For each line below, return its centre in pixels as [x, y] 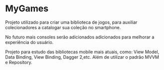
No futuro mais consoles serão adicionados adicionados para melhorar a [80, 37]
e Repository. [19, 62]
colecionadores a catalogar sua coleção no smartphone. [63, 27]
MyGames [27, 9]
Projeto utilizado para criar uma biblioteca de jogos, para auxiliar [71, 22]
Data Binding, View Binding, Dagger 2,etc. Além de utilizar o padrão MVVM [82, 57]
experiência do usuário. [29, 42]
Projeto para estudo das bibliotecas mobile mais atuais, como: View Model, [82, 52]
